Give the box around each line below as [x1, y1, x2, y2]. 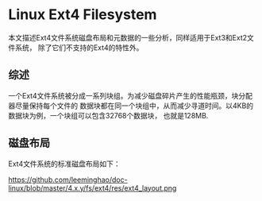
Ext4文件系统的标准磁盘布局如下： [8, 159, 121, 168]
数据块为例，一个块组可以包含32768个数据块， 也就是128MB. [8, 110, 209, 120]
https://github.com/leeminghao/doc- [8, 175, 129, 184]
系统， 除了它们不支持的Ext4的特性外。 [14, 42, 144, 52]
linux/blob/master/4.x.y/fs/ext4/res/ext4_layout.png [8, 183, 177, 192]
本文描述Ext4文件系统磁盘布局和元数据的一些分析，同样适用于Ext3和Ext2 [8, 33, 248, 42]
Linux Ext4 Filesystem [8, 6, 157, 24]
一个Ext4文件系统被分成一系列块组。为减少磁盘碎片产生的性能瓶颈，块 [8, 91, 239, 100]
